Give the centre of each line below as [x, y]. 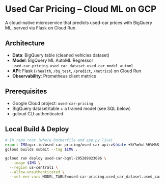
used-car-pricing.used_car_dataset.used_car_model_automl [73, 66]
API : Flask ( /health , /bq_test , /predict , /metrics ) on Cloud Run [77, 71]
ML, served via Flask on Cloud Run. [41, 27]
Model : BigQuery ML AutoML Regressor [53, 60]
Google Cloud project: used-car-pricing [53, 103]
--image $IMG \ [25, 163]
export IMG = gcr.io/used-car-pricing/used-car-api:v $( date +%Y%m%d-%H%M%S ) [83, 145]
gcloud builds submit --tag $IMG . [41, 150]
